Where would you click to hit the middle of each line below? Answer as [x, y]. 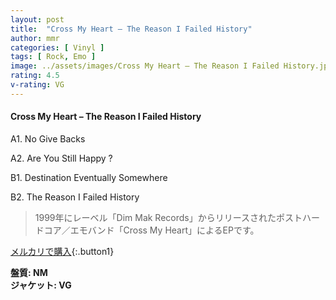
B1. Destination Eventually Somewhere [89, 177]
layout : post [37, 19]
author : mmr [35, 38]
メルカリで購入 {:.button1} [62, 251]
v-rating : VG [37, 85]
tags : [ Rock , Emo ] [53, 57]
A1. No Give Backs [48, 138]
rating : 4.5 [35, 76]
